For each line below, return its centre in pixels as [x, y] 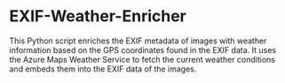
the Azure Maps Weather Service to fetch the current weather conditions [142, 59]
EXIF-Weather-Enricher [98, 16]
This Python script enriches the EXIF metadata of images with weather [138, 41]
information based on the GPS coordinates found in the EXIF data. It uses [143, 49]
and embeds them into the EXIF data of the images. [103, 69]
